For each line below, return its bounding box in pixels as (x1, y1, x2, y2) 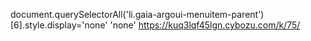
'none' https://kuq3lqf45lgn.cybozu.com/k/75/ (109, 19, 301, 31)
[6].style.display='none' (10, 19, 108, 31)
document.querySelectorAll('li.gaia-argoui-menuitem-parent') (10, 9, 265, 20)
